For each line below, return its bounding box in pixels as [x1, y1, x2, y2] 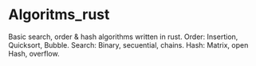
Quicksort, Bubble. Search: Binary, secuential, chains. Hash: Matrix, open [8, 40, 249, 49]
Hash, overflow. [8, 49, 60, 58]
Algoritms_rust [8, 6, 110, 24]
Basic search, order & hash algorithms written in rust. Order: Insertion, [8, 32, 238, 41]
